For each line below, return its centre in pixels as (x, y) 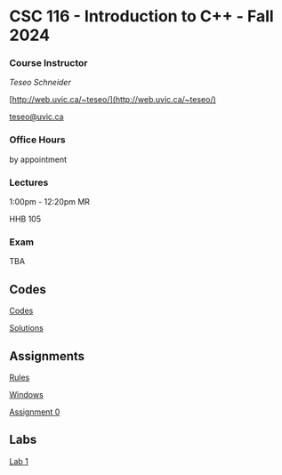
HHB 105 (25, 219)
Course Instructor (48, 63)
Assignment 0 (35, 412)
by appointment (38, 159)
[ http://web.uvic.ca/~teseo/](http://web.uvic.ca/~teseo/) (113, 100)
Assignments (47, 356)
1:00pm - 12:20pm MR (50, 202)
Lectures (29, 182)
